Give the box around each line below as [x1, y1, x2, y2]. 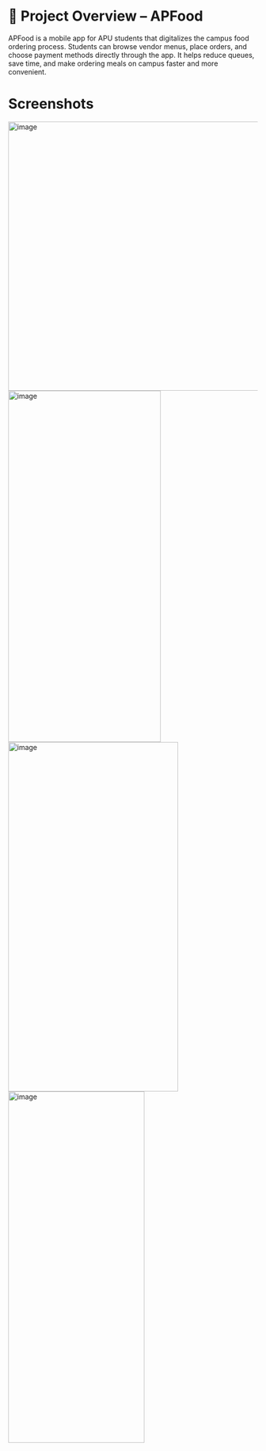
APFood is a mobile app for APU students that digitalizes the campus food [8, 33, 249, 43]
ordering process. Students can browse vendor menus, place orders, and [8, 41, 248, 51]
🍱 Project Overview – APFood [8, 7, 203, 25]
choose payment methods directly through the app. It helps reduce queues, [8, 50, 255, 59]
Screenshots [8, 95, 94, 113]
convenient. [8, 67, 47, 76]
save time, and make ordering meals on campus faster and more [8, 59, 218, 68]
